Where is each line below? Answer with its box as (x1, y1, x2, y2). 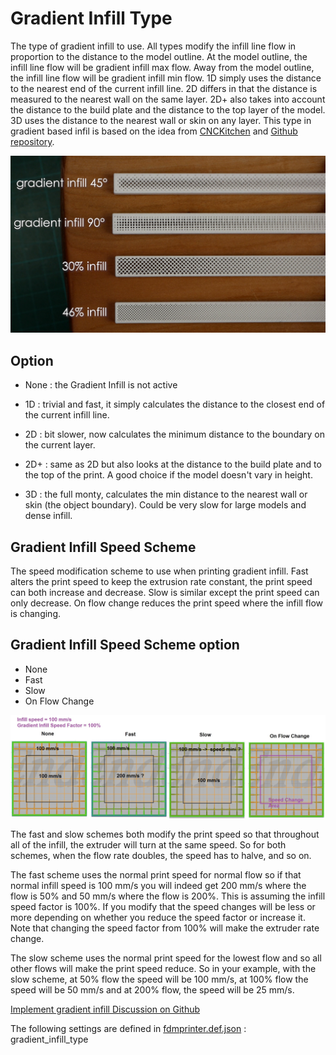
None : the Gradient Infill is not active (24, 379, 178, 391)
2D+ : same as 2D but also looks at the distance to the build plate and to (24, 458, 322, 471)
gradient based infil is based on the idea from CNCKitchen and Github (10, 125, 298, 137)
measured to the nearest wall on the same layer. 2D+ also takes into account (10, 93, 326, 105)
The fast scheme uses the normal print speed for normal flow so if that (10, 869, 302, 881)
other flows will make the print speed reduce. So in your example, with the (10, 963, 317, 975)
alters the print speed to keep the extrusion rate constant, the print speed (10, 576, 313, 588)
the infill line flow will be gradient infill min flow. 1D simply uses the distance (10, 72, 322, 84)
